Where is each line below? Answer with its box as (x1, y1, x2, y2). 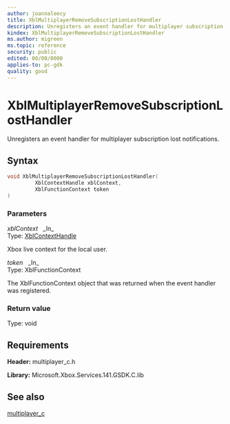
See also (7, 391, 45, 403)
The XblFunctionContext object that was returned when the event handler (7, 279, 216, 287)
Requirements (7, 339, 69, 351)
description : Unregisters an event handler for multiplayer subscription (7, 23, 224, 30)
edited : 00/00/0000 (7, 55, 63, 62)
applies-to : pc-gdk (7, 61, 63, 68)
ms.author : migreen (7, 36, 63, 43)
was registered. (7, 287, 52, 295)
